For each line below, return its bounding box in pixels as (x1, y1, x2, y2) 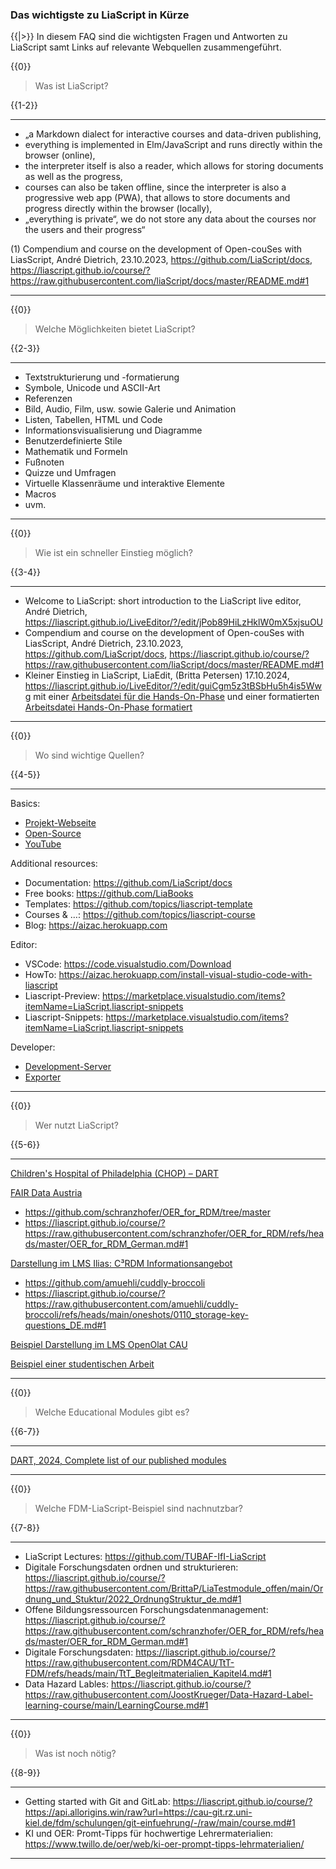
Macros (24, 488, 57, 500)
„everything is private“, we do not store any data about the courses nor (24, 213, 317, 225)
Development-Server (24, 1061, 112, 1073)
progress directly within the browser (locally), (24, 203, 213, 215)
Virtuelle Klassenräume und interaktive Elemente (24, 478, 225, 490)
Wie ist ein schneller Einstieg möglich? (34, 547, 193, 559)
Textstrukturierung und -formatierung (24, 371, 180, 383)
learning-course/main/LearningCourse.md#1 (24, 1699, 209, 1712)
